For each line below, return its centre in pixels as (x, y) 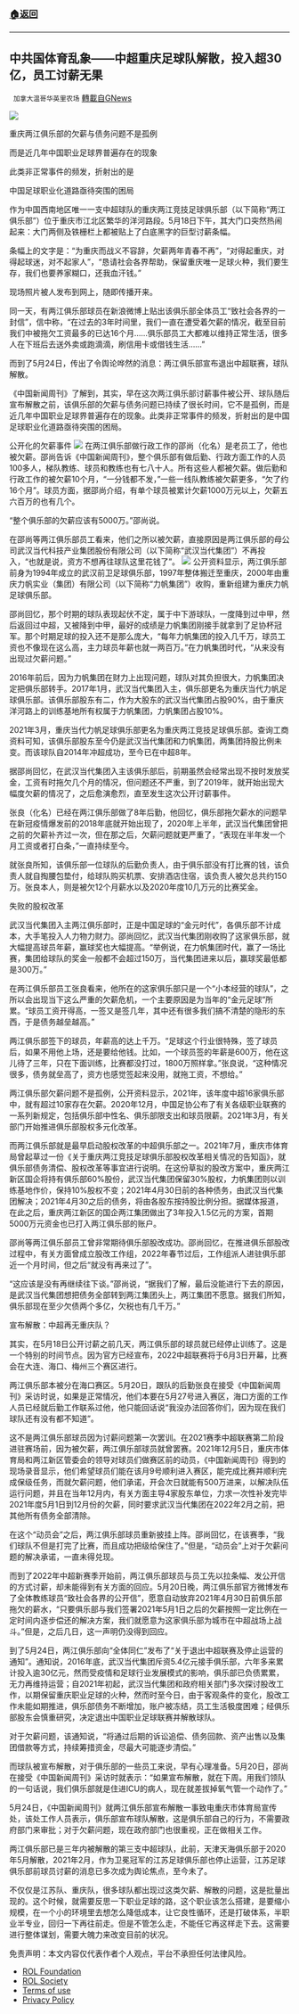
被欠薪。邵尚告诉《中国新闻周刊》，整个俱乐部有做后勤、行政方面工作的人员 (148, 457)
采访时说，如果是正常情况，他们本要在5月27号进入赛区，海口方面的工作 (156, 1396)
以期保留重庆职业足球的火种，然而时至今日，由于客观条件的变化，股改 (153, 1695)
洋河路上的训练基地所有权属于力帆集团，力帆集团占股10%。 (119, 711)
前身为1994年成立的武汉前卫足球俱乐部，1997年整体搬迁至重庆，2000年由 (145, 573)
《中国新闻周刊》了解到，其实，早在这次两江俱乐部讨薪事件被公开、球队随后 (149, 393)
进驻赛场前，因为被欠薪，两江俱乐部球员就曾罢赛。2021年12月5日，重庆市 (145, 1449)
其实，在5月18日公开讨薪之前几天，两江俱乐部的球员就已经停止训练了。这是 (148, 1344)
